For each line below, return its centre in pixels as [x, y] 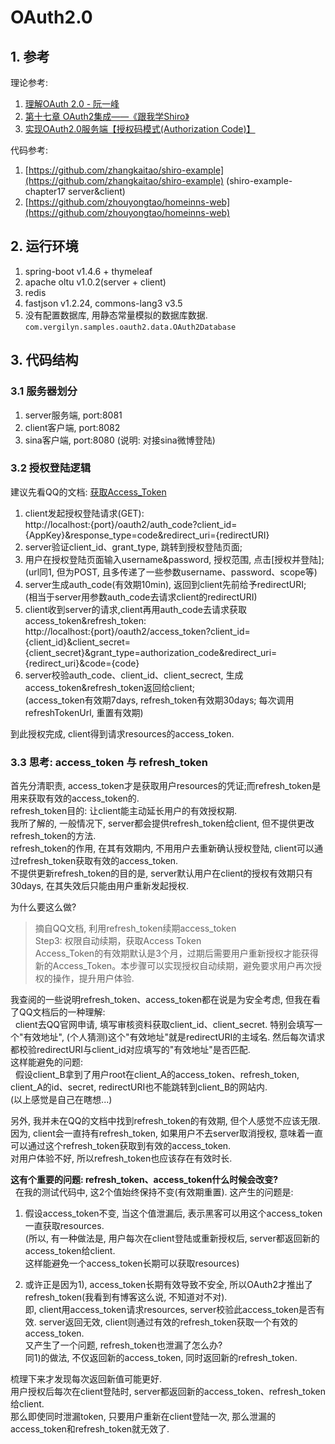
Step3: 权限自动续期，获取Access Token [118, 941]
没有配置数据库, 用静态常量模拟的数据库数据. [116, 315]
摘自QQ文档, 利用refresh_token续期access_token [135, 928]
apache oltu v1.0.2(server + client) [95, 282]
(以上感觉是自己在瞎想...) [61, 1100]
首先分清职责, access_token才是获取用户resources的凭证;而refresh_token [161, 786]
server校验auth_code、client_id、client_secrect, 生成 [134, 675]
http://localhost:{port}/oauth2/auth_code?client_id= [131, 524]
